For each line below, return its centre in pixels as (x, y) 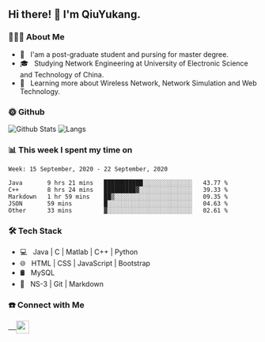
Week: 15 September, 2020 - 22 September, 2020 (88, 169)
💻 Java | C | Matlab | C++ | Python (79, 252)
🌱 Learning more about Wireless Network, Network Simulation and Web (138, 83)
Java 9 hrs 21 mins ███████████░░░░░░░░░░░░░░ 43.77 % (118, 183)
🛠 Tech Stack (35, 231)
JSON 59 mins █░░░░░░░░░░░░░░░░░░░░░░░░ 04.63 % (118, 204)
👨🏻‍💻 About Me (36, 37)
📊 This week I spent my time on (70, 149)
